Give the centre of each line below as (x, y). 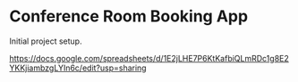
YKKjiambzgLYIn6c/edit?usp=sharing (78, 68)
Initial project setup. (46, 41)
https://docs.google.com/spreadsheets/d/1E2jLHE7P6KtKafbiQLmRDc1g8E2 (149, 58)
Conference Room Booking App (129, 16)
